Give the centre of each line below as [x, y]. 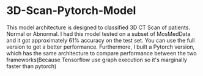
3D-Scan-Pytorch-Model [71, 11]
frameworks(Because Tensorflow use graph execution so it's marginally [97, 60]
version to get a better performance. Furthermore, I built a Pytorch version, [101, 47]
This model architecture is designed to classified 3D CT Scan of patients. [98, 27]
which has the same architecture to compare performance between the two [102, 53]
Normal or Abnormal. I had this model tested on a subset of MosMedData [98, 33]
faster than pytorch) [31, 66]
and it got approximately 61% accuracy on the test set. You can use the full [101, 40]
